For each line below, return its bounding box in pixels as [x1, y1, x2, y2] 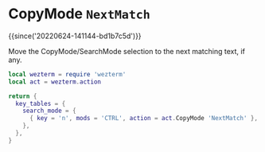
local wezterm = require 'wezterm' [8, 70, 127, 78]
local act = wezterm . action [8, 77, 102, 86]
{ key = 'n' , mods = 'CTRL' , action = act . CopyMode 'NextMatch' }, [29, 115, 259, 123]
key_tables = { [15, 99, 66, 107]
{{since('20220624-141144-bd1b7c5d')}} [8, 31, 142, 41]
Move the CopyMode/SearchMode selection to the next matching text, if [8, 46, 245, 56]
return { [8, 92, 37, 100]
